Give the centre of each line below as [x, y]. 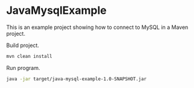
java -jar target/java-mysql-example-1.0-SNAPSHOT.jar [77, 79]
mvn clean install [29, 56]
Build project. [23, 45]
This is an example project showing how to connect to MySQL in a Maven [97, 27]
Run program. [23, 68]
